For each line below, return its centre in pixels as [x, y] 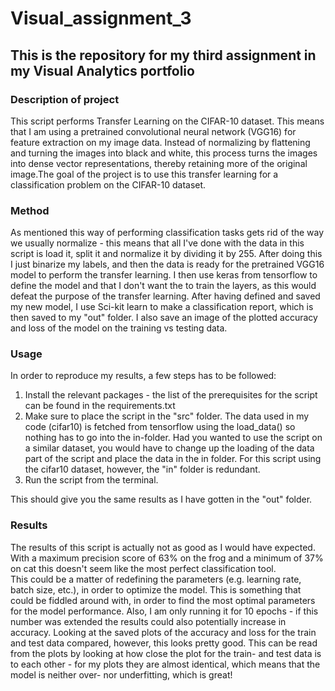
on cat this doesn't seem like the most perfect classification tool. [143, 568]
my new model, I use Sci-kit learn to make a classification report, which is [162, 307]
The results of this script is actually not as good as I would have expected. [163, 547]
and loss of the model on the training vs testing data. [119, 328]
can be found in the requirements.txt [100, 406]
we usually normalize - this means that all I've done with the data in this [157, 243]
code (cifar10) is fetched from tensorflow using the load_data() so [160, 427]
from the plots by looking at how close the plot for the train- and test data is [166, 653]
